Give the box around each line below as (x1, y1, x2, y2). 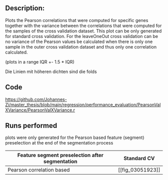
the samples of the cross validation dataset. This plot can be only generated (5, 27, 162, 34)
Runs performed (5, 121, 57, 130)
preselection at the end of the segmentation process (5, 140, 113, 146)
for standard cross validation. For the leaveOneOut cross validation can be (5, 33, 158, 39)
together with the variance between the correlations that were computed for (5, 22, 162, 28)
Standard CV (123, 155, 155, 162)
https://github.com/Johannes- (5, 96, 67, 102)
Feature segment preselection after (17, 152, 104, 159)
